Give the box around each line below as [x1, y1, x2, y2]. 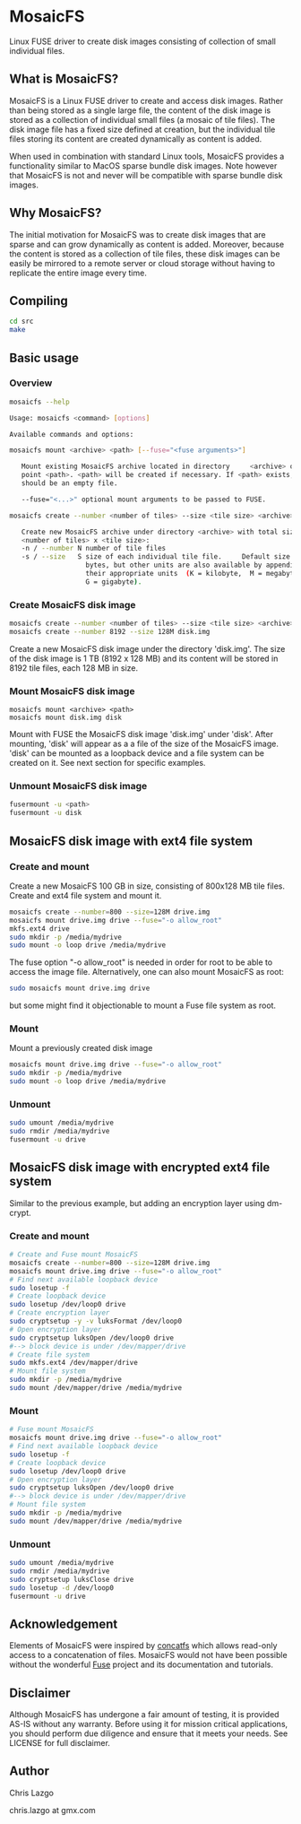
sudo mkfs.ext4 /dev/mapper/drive [9, 1359, 139, 1368]
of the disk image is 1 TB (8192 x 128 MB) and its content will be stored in [9, 653, 279, 664]
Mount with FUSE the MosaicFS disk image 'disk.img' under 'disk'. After [9, 729, 273, 740]
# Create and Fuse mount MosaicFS [9, 1250, 139, 1259]
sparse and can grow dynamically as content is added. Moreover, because [9, 239, 285, 249]
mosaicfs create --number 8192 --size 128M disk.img [9, 627, 211, 636]
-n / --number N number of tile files [21, 544, 167, 553]
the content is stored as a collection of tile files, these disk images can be [9, 248, 280, 259]
